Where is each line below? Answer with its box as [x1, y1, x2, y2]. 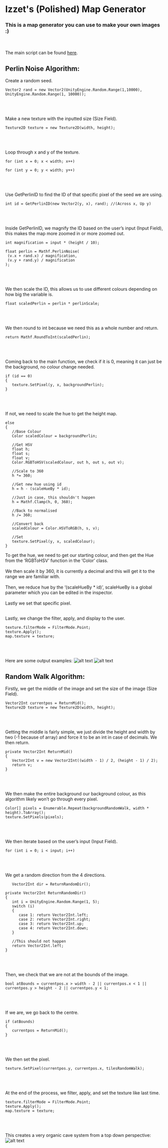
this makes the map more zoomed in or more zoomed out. [5, 231, 125, 237]
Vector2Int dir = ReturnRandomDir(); [12, 882, 91, 887]
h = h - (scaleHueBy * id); [12, 486, 71, 492]
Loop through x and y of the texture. [5, 149, 80, 155]
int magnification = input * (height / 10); [5, 240, 100, 246]
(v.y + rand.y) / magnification [7, 258, 75, 263]
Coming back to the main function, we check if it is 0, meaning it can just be [5, 359, 162, 365]
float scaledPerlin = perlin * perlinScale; [5, 301, 100, 306]
